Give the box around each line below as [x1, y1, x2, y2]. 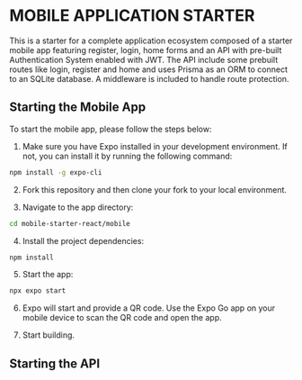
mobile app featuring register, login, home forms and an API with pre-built [9, 44, 282, 55]
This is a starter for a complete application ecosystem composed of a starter [9, 35, 293, 46]
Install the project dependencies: [22, 235, 145, 246]
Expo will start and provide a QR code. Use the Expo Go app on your [22, 303, 276, 313]
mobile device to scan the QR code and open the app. [22, 312, 222, 323]
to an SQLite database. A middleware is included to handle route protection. [9, 73, 289, 84]
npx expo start [9, 286, 67, 295]
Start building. [22, 330, 75, 340]
